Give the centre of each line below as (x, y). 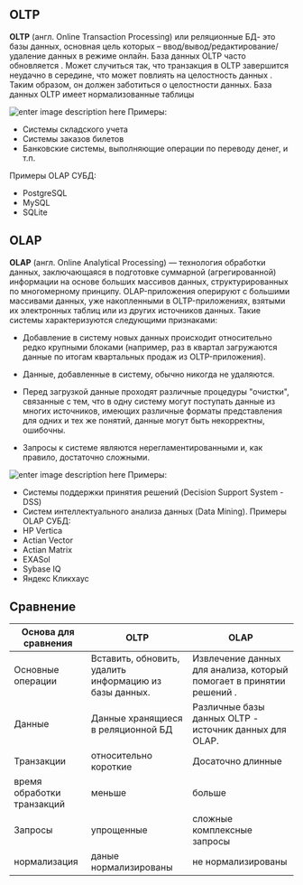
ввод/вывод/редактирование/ (221, 46)
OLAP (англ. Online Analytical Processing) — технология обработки (138, 262)
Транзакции (40, 761)
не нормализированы (240, 862)
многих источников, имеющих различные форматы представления (152, 411)
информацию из (126, 681)
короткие (111, 767)
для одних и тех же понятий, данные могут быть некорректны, (143, 420)
